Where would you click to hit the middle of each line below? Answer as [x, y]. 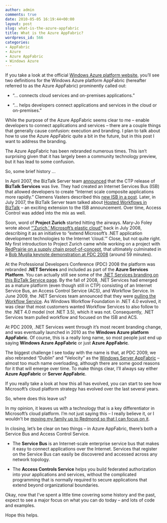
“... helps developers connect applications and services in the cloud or [84, 105]
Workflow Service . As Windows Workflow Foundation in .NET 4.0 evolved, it [83, 301]
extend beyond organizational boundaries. [56, 485]
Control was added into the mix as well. [46, 213]
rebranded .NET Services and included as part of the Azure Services [77, 269]
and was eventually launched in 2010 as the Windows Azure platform [77, 332]
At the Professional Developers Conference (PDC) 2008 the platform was [80, 264]
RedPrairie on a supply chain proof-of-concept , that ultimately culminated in [83, 249]
